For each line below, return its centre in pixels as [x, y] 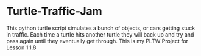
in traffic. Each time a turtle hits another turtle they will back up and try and [100, 34]
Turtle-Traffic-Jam [54, 11]
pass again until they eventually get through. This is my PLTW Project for [97, 41]
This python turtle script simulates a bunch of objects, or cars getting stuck [101, 28]
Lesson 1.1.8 [21, 47]
